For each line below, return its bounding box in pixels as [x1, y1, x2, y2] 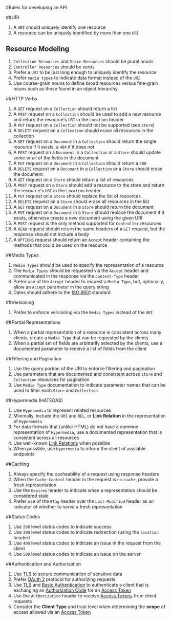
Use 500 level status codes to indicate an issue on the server [13, 551, 141, 557]
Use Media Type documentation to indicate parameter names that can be [13, 381, 166, 388]
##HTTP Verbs [6, 95, 37, 102]
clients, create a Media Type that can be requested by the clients [13, 334, 148, 341]
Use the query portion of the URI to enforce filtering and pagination [13, 365, 155, 372]
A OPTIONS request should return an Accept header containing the [13, 236, 150, 243]
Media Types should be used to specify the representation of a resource [13, 262, 164, 268]
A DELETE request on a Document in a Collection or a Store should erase [13, 166, 163, 172]
